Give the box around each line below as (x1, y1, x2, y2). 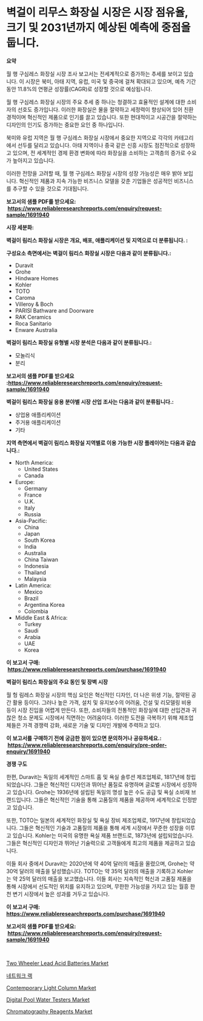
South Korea (24, 536, 56, 544)
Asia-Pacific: (15, 517, 47, 524)
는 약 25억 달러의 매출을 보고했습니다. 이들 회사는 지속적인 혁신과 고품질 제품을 (6, 875, 192, 882)
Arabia (24, 633, 41, 640)
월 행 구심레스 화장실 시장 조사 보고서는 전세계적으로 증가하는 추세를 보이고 (6, 70, 183, 77)
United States (24, 465, 59, 472)
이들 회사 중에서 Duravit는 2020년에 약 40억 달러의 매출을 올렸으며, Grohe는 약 (6, 860, 195, 867)
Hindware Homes (15, 274, 59, 282)
